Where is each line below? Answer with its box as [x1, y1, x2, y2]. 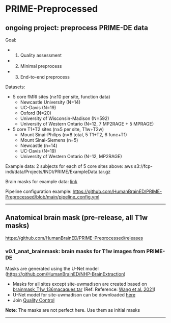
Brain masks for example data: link [5, 179, 78, 184]
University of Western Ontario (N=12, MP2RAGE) [20, 154, 122, 159]
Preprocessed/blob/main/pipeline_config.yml [5, 194, 100, 200]
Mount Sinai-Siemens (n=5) [20, 137, 78, 143]
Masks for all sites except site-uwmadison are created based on [12, 281, 148, 287]
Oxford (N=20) [20, 110, 52, 116]
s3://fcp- [134, 163, 153, 169]
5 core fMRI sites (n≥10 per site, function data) [12, 94, 110, 100]
